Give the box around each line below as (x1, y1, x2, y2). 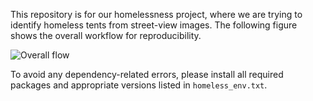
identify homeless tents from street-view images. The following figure (10, 19, 298, 31)
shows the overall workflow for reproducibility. (10, 30, 202, 41)
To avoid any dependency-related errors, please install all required (10, 69, 284, 80)
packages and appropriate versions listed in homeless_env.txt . (10, 79, 268, 91)
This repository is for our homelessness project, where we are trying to (10, 9, 303, 20)
